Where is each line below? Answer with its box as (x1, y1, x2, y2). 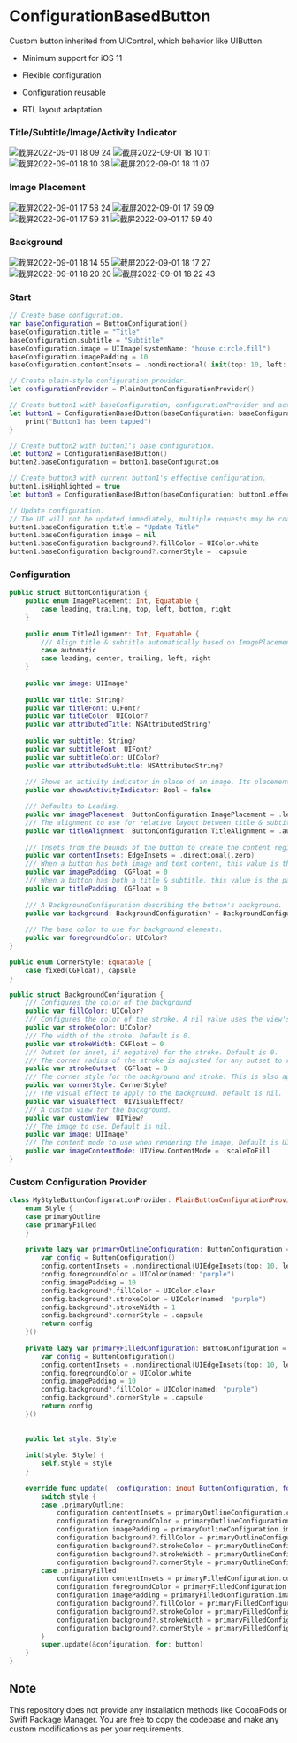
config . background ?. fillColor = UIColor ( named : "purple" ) (41, 1385, 259, 1394)
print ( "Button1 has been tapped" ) (25, 417, 152, 426)
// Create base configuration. (9, 312, 125, 320)
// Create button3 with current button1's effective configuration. (9, 474, 267, 483)
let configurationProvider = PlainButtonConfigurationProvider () (9, 385, 255, 394)
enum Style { (25, 1204, 73, 1214)
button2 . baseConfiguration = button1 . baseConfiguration (9, 458, 219, 467)
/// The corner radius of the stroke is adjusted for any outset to (25, 1056, 283, 1065)
